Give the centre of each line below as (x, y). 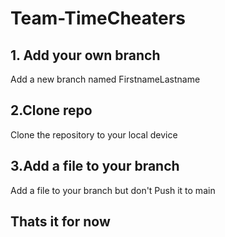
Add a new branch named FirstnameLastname (105, 79)
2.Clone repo (51, 110)
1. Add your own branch (85, 55)
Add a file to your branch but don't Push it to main (113, 190)
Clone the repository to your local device (94, 134)
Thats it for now (60, 222)
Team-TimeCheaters (98, 18)
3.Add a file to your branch (95, 166)
